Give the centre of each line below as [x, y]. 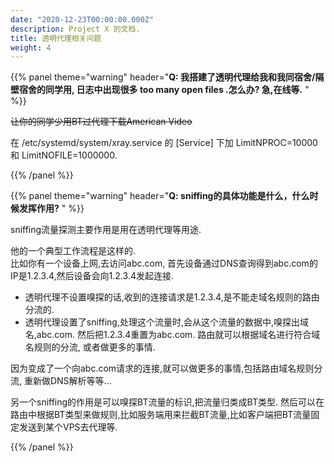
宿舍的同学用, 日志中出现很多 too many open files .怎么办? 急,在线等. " [164, 90]
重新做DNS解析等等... [67, 381]
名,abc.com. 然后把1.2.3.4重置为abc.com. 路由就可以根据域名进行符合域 [172, 335]
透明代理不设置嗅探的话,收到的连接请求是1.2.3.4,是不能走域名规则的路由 [172, 297]
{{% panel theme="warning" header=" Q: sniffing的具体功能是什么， [151, 196]
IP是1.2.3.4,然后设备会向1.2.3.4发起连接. [92, 276]
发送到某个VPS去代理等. [68, 427]
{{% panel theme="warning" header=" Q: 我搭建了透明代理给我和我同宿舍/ [163, 77]
